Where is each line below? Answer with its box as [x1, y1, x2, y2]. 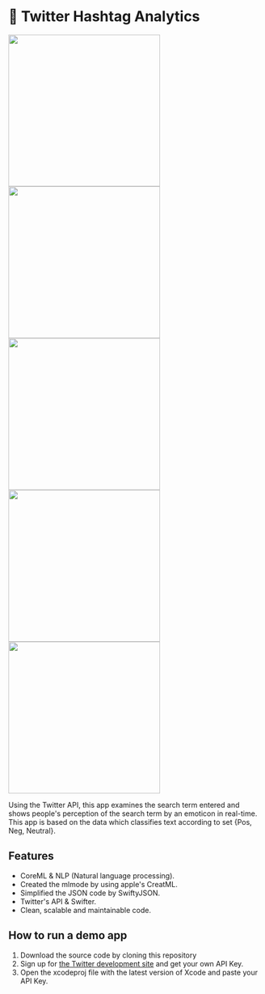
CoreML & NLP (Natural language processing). [19, 870, 175, 881]
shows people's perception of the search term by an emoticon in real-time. [8, 809, 258, 818]
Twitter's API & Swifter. [19, 896, 97, 906]
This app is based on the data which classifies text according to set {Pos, [8, 817, 252, 826]
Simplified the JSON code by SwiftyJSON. [19, 888, 160, 898]
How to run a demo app [8, 928, 128, 942]
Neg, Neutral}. [8, 826, 57, 835]
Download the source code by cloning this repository [19, 950, 197, 960]
